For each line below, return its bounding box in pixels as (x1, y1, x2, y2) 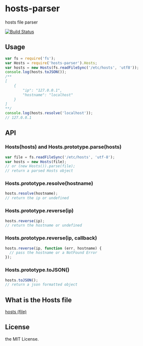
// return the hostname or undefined (5, 223, 82, 228)
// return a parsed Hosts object (5, 168, 73, 173)
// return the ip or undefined (5, 196, 69, 201)
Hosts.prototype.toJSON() (5, 266, 70, 273)
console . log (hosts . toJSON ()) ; (5, 70, 67, 75)
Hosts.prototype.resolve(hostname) (5, 180, 94, 187)
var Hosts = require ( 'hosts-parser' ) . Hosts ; (5, 60, 97, 65)
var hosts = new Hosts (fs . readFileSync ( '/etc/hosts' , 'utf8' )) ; (5, 65, 139, 70)
